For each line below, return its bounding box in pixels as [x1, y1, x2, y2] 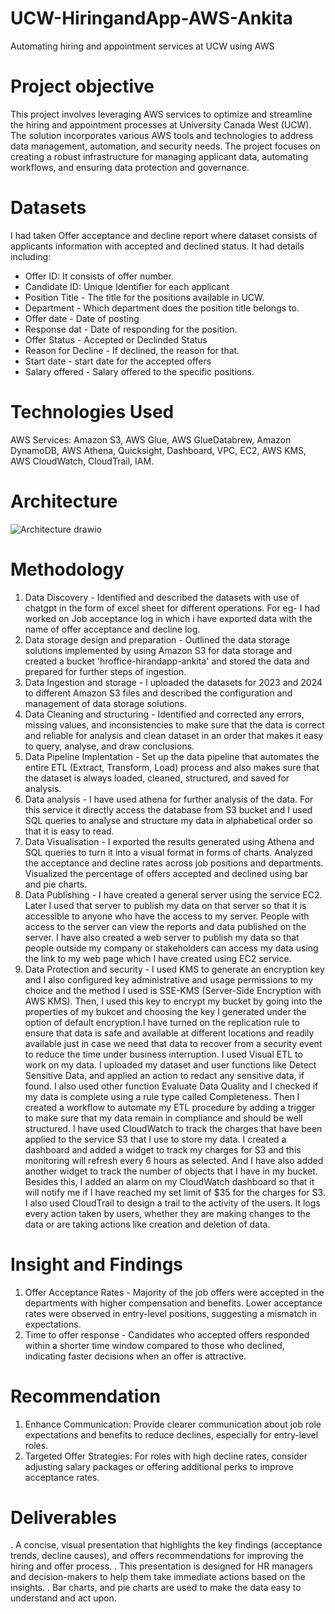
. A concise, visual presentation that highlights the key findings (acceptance [10, 1539, 323, 1551]
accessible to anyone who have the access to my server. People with [24, 910, 310, 922]
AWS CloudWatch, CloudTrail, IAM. [10, 455, 155, 467]
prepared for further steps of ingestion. [24, 665, 187, 677]
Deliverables [10, 1506, 117, 1529]
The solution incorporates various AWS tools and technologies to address [10, 129, 314, 141]
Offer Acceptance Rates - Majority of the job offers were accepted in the [24, 1286, 325, 1298]
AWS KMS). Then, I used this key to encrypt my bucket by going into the [24, 995, 323, 1007]
